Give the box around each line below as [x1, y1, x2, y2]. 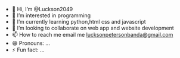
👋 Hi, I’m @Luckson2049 [11, 6, 73, 12]
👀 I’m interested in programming [11, 12, 91, 19]
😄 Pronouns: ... [11, 40, 51, 47]
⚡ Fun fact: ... [11, 46, 45, 53]
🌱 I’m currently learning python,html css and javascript [11, 18, 146, 25]
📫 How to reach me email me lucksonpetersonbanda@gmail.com [11, 31, 173, 38]
